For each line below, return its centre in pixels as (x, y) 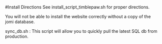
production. (17, 36)
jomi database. (20, 22)
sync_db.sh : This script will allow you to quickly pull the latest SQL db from (81, 31)
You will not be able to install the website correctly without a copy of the (78, 16)
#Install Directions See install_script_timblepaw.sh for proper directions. (77, 7)
